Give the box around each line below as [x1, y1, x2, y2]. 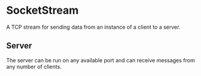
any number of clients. [6, 63, 62, 70]
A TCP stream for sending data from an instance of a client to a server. [6, 23, 181, 31]
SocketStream [6, 4, 79, 17]
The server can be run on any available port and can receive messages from [6, 56, 195, 63]
